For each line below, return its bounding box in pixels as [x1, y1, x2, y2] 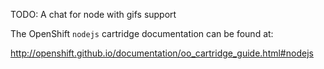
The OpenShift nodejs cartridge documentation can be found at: [10, 28, 274, 39]
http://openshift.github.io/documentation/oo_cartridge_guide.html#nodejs [10, 47, 314, 59]
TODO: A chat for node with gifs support [10, 9, 177, 20]
